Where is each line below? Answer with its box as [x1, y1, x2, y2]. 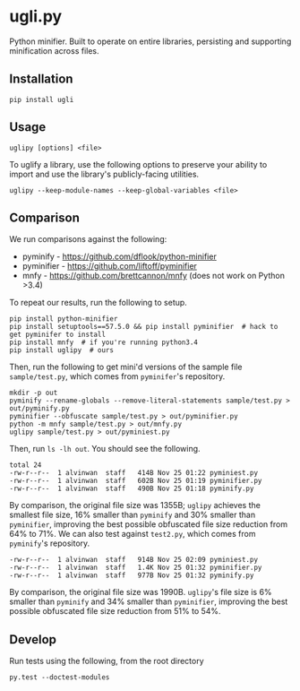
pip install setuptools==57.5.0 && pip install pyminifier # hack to [9, 323, 279, 332]
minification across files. [9, 45, 100, 56]
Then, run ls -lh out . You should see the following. [9, 444, 201, 454]
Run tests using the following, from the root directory [9, 656, 204, 667]
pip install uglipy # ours [9, 346, 115, 355]
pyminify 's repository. [9, 538, 90, 548]
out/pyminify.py [9, 404, 70, 413]
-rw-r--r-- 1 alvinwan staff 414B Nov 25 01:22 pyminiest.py [9, 469, 258, 478]
